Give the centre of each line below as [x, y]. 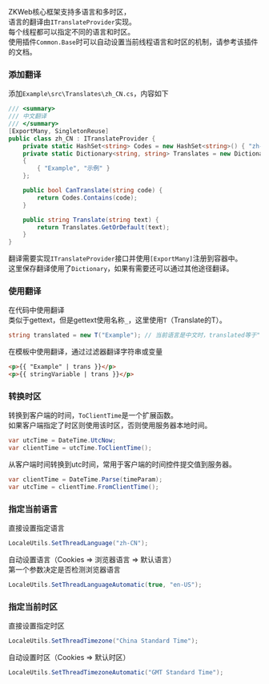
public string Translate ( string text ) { [91, 220]
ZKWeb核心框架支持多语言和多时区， [70, 12]
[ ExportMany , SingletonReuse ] [59, 131]
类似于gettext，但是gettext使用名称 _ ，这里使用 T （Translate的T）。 [117, 320]
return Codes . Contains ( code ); [87, 198]
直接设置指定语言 [36, 528]
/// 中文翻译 [28, 116]
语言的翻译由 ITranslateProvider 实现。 [72, 22]
